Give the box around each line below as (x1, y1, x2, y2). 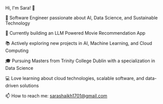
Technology (5, 20, 31, 26)
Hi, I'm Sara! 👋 (5, 5, 36, 11)
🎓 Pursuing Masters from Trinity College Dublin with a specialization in (5, 58, 155, 64)
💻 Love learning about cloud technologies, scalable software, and (5, 75, 144, 81)
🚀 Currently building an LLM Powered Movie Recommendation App (5, 30, 146, 36)
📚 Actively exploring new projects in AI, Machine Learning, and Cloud (5, 40, 152, 46)
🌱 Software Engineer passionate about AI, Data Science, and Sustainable (5, 15, 158, 20)
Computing (5, 47, 29, 54)
